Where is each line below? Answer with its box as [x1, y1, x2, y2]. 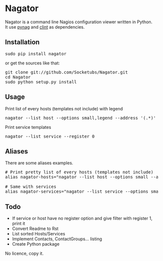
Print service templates [5, 124, 51, 130]
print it [12, 221, 25, 227]
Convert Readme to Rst [12, 226, 59, 231]
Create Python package [12, 241, 60, 247]
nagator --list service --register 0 [5, 134, 95, 139]
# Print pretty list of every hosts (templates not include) [5, 169, 154, 175]
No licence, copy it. [5, 250, 44, 257]
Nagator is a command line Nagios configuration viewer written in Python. [5, 19, 153, 25]
